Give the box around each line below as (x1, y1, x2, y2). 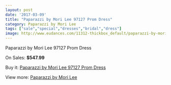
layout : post (5, 7, 33, 13)
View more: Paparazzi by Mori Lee (5, 74, 77, 80)
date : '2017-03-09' (5, 12, 47, 17)
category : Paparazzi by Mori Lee (5, 21, 76, 27)
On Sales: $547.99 (5, 55, 45, 61)
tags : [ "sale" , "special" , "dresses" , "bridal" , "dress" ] (5, 26, 122, 31)
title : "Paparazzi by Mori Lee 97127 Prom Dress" (5, 17, 113, 22)
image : (5, 31, 19, 36)
